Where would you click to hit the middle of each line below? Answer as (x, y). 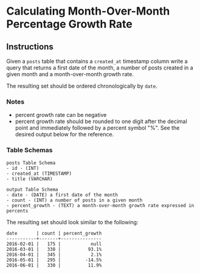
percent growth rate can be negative (61, 115)
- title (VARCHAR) (29, 179)
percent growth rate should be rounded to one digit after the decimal (101, 121)
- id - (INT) (23, 168)
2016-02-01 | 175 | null (54, 244)
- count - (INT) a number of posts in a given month (74, 200)
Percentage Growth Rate (69, 24)
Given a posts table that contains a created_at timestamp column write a (97, 61)
